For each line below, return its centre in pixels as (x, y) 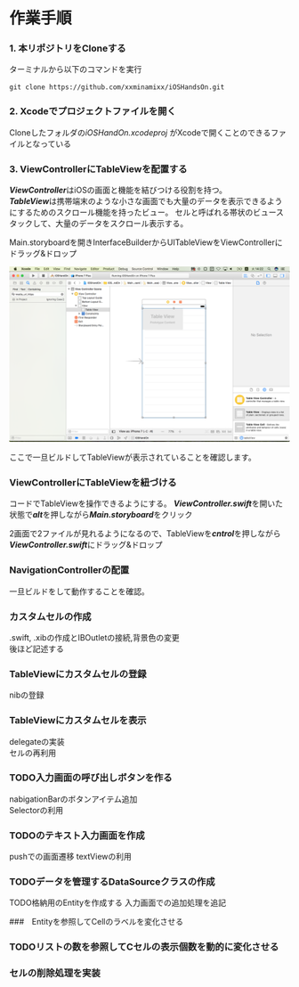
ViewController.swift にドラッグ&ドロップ (86, 545)
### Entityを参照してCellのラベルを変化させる (97, 922)
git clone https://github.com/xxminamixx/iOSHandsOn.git (117, 87)
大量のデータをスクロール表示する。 (121, 224)
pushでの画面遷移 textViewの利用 (70, 857)
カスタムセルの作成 (50, 616)
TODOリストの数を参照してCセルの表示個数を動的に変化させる (144, 947)
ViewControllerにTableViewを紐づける (93, 482)
